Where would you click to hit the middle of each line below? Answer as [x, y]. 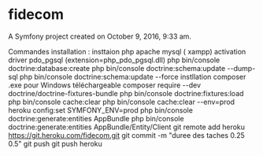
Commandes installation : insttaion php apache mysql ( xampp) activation [127, 51]
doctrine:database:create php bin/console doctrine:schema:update [117, 68]
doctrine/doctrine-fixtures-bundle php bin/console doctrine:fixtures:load [126, 93]
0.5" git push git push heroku [55, 143]
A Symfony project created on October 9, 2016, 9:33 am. [100, 36]
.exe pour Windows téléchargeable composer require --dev [105, 85]
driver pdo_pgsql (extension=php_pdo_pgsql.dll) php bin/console [114, 60]
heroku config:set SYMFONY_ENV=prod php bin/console [100, 110]
